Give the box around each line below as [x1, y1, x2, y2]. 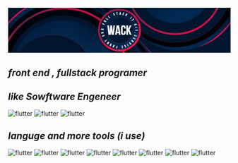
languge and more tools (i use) [8, 130, 145, 142]
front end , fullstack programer [8, 66, 148, 78]
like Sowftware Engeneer [8, 91, 121, 103]
